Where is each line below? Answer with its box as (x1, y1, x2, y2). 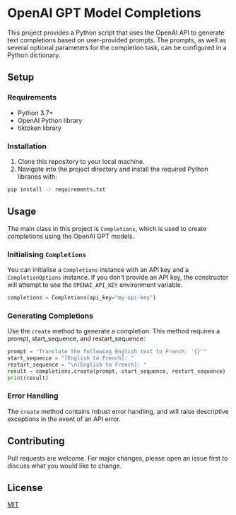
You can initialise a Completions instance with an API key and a (7, 265, 189, 273)
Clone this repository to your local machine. (17, 157, 145, 165)
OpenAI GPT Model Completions (7, 5, 201, 21)
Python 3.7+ (17, 108, 54, 117)
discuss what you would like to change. (7, 461, 122, 470)
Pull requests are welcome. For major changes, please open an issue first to (7, 454, 228, 462)
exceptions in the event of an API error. (7, 415, 122, 423)
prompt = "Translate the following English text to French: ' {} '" (7, 348, 207, 355)
